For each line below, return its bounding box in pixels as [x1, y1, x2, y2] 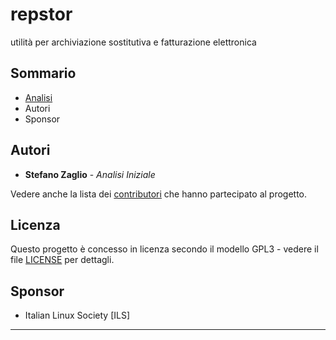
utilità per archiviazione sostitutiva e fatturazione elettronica [10, 36, 257, 48]
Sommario [10, 65, 77, 82]
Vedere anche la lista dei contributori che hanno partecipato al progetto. [10, 188, 308, 200]
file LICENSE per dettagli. [10, 254, 115, 266]
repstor [10, 3, 73, 26]
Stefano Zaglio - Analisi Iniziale [24, 168, 156, 180]
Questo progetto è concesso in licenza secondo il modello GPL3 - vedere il [10, 243, 319, 255]
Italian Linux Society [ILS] [24, 309, 131, 322]
